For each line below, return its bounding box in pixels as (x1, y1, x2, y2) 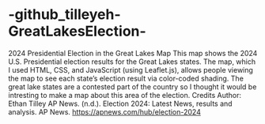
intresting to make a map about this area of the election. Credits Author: (8, 90, 242, 100)
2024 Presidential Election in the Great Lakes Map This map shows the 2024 (8, 48, 258, 58)
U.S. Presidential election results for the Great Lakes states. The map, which (8, 57, 256, 66)
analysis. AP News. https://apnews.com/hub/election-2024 (8, 107, 202, 116)
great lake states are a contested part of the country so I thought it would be (8, 81, 257, 92)
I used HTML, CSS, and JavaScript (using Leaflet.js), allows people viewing (8, 65, 253, 74)
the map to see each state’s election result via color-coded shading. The (8, 73, 244, 83)
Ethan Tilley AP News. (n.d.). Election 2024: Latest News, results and (8, 99, 233, 108)
